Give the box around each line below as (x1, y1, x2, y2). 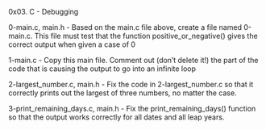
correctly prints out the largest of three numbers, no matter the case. (8, 88, 237, 98)
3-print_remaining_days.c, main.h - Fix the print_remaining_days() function (8, 104, 256, 113)
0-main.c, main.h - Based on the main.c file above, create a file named (8, 23, 242, 31)
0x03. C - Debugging (8, 7, 79, 16)
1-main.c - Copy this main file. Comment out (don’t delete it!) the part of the (8, 56, 259, 65)
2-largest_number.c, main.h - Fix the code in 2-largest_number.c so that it (8, 80, 254, 89)
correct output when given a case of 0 (8, 40, 135, 49)
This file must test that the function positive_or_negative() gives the (34, 31, 258, 40)
